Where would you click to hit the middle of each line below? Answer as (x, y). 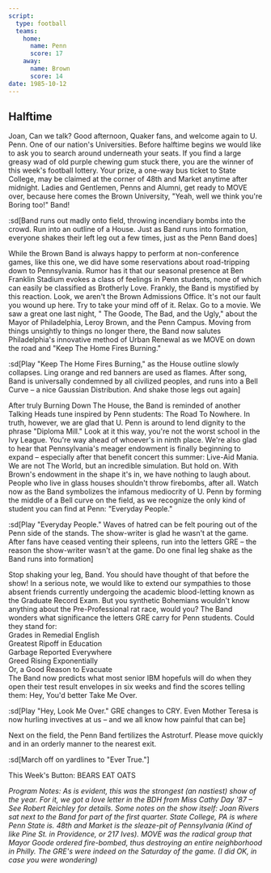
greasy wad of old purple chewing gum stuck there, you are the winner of (131, 162)
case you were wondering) (53, 860)
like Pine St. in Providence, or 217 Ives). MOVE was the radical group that (130, 834)
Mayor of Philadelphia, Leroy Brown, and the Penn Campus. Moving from (130, 323)
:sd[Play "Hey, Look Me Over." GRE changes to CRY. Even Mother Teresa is (133, 711)
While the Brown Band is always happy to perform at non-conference (124, 254)
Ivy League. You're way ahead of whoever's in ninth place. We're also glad (133, 440)
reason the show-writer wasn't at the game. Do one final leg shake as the (131, 550)
